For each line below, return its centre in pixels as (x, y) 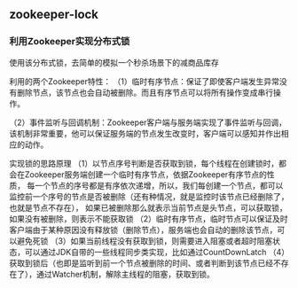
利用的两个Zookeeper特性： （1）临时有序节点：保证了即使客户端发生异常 (144, 81)
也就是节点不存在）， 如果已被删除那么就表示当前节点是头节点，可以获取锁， (148, 207)
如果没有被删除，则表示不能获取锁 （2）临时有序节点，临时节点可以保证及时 (149, 218)
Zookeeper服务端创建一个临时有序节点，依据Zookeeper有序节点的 (146, 174)
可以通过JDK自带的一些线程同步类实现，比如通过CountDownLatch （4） (155, 252)
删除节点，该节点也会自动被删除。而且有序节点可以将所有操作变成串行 (145, 92)
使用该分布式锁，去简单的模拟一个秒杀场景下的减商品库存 (114, 62)
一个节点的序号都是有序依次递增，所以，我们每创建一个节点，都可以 (159, 185)
